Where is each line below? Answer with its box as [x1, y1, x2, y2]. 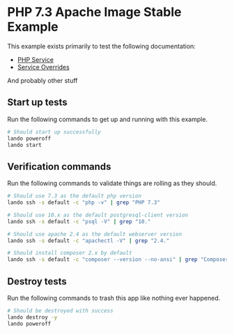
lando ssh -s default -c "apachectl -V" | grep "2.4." [7, 237, 170, 244]
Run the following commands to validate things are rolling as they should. [7, 179, 217, 188]
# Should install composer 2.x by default [7, 250, 132, 257]
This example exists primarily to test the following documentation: [7, 42, 196, 50]
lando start [7, 141, 42, 148]
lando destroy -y [7, 314, 58, 321]
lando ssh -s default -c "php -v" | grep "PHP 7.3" [7, 199, 160, 206]
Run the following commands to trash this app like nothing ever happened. [7, 294, 221, 302]
